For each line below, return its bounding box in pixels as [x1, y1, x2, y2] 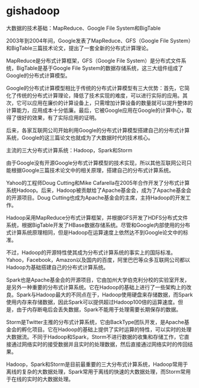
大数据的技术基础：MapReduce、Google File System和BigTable [6, 24, 161, 31]
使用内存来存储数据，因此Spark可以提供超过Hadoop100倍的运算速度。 [6, 298, 178, 306]
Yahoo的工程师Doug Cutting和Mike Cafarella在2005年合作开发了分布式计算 [6, 179, 190, 186]
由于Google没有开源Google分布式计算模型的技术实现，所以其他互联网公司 [6, 159, 187, 166]
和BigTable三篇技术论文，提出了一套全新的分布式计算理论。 [6, 44, 152, 52]
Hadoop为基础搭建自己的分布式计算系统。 [6, 264, 109, 271]
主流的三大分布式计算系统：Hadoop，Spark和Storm [6, 146, 133, 153]
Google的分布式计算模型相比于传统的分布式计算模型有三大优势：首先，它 [6, 84, 185, 91]
